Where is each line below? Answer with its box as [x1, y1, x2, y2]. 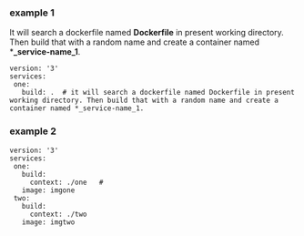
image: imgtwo [21, 217, 76, 227]
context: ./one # [29, 178, 104, 187]
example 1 [9, 6, 55, 19]
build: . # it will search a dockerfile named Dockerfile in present [21, 88, 296, 97]
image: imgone [21, 185, 76, 195]
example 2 [9, 125, 56, 138]
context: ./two [29, 210, 88, 219]
